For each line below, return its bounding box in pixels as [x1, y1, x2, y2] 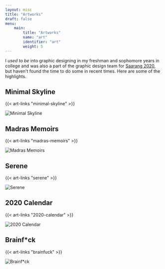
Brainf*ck [5, 236, 36, 244]
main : [14, 26, 26, 31]
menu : [5, 21, 16, 26]
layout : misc [5, 7, 32, 12]
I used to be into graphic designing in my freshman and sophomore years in [5, 57, 160, 63]
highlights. [5, 73, 27, 79]
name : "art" [23, 35, 48, 40]
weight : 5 [23, 44, 43, 49]
